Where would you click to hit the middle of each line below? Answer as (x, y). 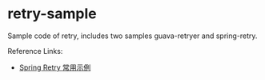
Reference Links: (35, 51)
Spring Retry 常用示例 (55, 67)
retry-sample (52, 14)
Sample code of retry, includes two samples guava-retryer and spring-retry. (132, 36)
